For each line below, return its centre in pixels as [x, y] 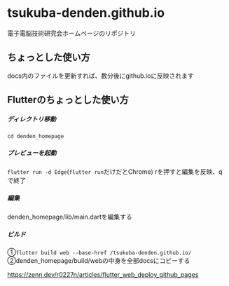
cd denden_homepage [36, 137]
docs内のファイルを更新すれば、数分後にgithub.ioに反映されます [100, 76]
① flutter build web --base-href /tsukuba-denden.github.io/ [99, 252]
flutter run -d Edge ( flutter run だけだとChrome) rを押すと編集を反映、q [115, 172]
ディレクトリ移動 [32, 119]
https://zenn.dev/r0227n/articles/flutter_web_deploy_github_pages [103, 275]
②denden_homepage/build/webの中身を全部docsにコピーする [99, 261]
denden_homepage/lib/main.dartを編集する [70, 217]
